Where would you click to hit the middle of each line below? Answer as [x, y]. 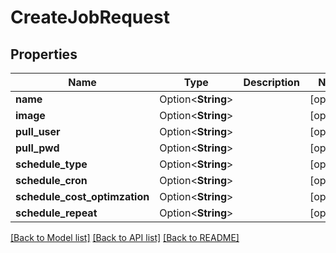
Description [271, 82]
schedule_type [51, 164]
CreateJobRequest [90, 17]
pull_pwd [37, 148]
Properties [44, 54]
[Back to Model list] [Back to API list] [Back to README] [125, 237]
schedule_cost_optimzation [82, 196]
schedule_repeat [56, 213]
